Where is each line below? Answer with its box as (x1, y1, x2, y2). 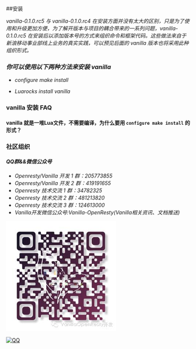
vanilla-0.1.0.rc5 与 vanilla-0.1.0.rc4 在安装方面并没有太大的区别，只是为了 (6, 18, 184, 25)
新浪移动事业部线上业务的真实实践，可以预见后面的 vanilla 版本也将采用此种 (6, 40, 189, 46)
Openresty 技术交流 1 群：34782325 (14, 187, 102, 194)
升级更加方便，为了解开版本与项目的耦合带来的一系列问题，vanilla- (16, 25, 178, 32)
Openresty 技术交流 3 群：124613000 (14, 201, 105, 208)
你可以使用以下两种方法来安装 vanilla (6, 63, 111, 71)
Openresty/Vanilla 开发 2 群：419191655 (14, 179, 111, 186)
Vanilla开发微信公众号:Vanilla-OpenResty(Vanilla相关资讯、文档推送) (14, 208, 180, 215)
